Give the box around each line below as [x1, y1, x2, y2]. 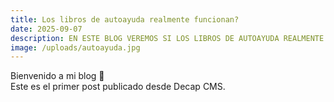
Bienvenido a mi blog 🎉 [10, 70, 105, 82]
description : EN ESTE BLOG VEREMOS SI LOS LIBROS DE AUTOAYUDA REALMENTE [10, 33, 325, 43]
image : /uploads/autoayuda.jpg [10, 42, 141, 53]
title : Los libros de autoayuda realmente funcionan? [10, 14, 240, 25]
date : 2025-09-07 [10, 24, 83, 34]
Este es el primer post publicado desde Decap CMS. [10, 81, 226, 93]
